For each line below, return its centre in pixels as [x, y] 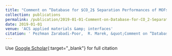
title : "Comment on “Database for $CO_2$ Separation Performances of [81, 10]
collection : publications [33, 15]
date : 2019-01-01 [24, 24]
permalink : [17, 19]
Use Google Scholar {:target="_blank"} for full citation [61, 48]
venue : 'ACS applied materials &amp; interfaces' [59, 29]
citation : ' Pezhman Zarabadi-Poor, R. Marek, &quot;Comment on [76, 34]
